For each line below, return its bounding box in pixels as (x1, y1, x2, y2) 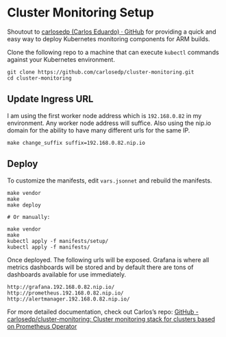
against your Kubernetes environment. (7, 55, 115, 63)
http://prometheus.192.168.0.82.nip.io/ (7, 290, 125, 297)
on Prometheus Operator (7, 322, 77, 330)
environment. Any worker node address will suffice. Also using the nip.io (7, 119, 212, 127)
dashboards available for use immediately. (7, 270, 127, 279)
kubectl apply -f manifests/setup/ (7, 237, 109, 244)
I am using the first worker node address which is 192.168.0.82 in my (7, 111, 202, 119)
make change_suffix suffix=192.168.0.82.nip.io (7, 139, 146, 146)
